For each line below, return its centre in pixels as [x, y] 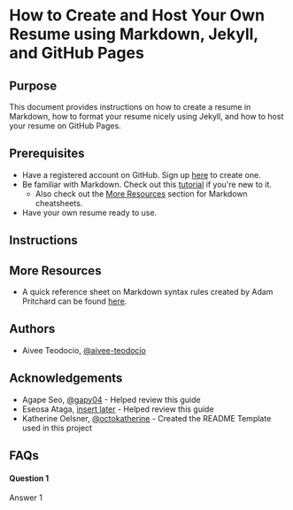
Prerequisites [47, 154]
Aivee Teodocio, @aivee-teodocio [84, 350]
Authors [32, 329]
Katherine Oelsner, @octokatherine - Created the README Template [146, 418]
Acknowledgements [66, 379]
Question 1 [29, 478]
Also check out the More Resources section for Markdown [141, 193]
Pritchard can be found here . [74, 301]
